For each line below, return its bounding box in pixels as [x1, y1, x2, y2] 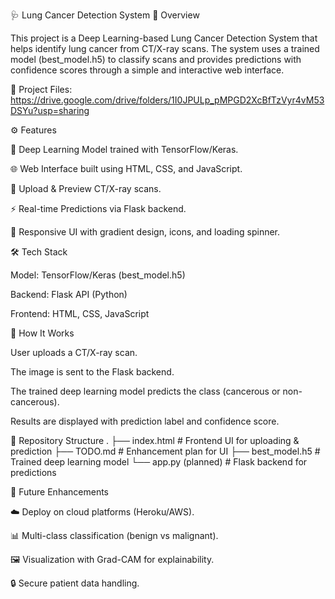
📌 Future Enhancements [10, 486, 109, 498]
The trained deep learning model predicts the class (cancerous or [10, 385, 281, 397]
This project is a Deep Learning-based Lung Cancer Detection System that [10, 32, 318, 44]
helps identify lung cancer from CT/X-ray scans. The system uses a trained [10, 43, 320, 54]
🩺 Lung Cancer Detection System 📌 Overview [10, 9, 200, 21]
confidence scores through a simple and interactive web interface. [10, 64, 285, 76]
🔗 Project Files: [10, 84, 73, 95]
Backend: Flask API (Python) [10, 289, 128, 300]
